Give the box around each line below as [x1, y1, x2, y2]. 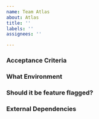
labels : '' [6, 25, 34, 32]
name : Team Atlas [6, 8, 50, 15]
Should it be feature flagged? [6, 88, 94, 97]
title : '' [6, 20, 31, 26]
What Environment [6, 72, 62, 81]
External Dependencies [6, 105, 77, 113]
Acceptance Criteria [6, 56, 67, 65]
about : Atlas [6, 14, 39, 20]
